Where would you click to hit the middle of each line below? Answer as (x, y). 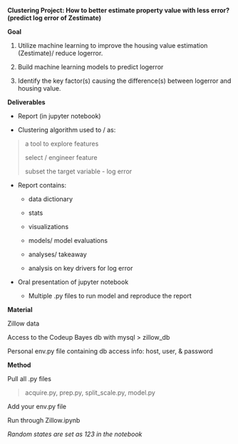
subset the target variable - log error (78, 171)
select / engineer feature (61, 157)
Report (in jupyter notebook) (59, 116)
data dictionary (51, 199)
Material (20, 309)
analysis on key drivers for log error (81, 268)
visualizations (48, 227)
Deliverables (26, 102)
